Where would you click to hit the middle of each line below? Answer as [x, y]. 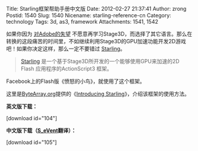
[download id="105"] [32, 142]
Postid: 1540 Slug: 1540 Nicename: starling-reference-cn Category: [89, 15]
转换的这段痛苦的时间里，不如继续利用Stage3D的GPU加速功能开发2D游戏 [96, 41]
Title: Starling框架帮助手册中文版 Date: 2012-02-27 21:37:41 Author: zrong [96, 9]
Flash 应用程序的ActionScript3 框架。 [66, 69]
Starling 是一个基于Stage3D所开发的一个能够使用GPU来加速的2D [100, 61]
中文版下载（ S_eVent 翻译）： [41, 130]
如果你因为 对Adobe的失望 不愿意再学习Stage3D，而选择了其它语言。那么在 [99, 34]
